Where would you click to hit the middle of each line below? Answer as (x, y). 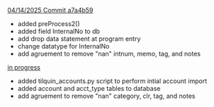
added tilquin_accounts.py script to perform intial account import (112, 81)
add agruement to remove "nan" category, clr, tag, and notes (106, 96)
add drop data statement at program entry (79, 39)
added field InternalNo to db (59, 31)
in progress (24, 67)
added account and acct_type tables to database (89, 88)
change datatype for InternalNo (63, 46)
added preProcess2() (49, 24)
